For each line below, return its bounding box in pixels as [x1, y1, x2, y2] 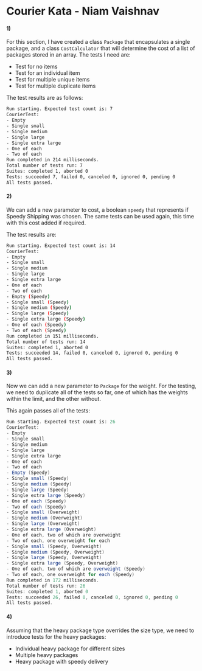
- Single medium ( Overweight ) [6, 515, 83, 521]
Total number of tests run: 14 [6, 339, 86, 345]
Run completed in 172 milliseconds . [6, 577, 99, 583]
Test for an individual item [15, 69, 80, 77]
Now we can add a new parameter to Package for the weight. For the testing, [6, 382, 197, 390]
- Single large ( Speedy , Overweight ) [6, 555, 102, 561]
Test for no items [15, 63, 58, 71]
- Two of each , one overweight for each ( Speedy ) [6, 572, 135, 578]
